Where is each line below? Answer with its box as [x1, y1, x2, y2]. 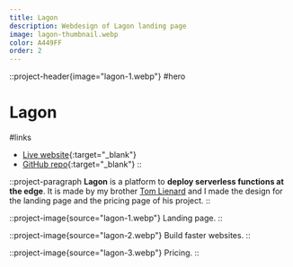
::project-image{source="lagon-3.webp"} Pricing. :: [9, 247, 200, 258]
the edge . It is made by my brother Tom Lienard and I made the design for [9, 185, 283, 197]
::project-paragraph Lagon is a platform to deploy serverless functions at [9, 177, 285, 187]
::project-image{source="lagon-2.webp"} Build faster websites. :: [9, 230, 251, 241]
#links [9, 132, 31, 143]
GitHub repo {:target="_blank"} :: [22, 159, 142, 170]
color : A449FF [9, 38, 63, 47]
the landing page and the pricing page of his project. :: [9, 195, 211, 206]
